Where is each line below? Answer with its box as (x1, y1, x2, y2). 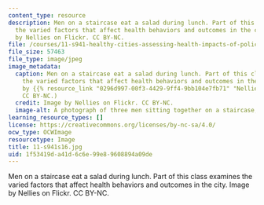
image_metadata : (8, 63, 61, 71)
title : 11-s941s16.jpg (8, 143, 82, 151)
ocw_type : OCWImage (8, 128, 72, 136)
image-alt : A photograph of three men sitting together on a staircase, (15, 107, 258, 115)
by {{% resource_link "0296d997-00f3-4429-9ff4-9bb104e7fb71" (22, 84, 230, 93)
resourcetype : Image (8, 135, 76, 144)
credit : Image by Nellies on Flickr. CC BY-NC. (15, 99, 174, 107)
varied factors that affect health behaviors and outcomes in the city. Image (8, 180, 250, 189)
